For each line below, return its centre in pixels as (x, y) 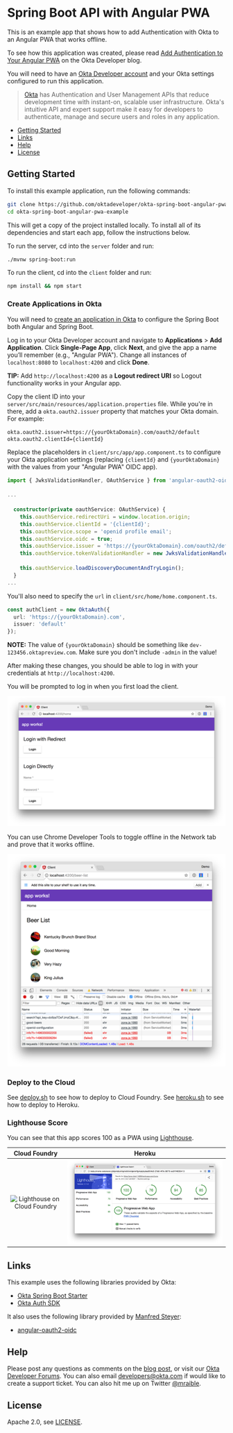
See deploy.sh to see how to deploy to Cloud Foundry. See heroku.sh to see (115, 1097)
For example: (26, 419)
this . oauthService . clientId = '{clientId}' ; (85, 524)
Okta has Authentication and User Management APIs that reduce (116, 94)
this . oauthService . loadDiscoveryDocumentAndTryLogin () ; (102, 568)
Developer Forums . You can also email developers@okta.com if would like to (116, 1376)
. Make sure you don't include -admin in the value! (146, 652)
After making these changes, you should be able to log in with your (103, 666)
